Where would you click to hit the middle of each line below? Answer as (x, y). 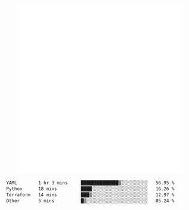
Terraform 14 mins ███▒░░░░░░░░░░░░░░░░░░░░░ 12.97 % (90, 195)
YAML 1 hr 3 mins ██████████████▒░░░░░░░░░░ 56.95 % (90, 183)
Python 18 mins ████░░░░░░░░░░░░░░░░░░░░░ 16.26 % (90, 189)
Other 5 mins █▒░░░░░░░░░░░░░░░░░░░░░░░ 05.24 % (90, 201)
